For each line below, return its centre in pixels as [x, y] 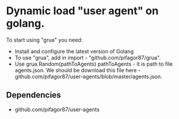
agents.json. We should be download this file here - [78, 70]
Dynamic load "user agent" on [82, 11]
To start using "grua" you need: [44, 40]
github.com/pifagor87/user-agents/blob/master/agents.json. [88, 76]
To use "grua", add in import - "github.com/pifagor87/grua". [88, 57]
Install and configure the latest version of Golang [74, 51]
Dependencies [33, 95]
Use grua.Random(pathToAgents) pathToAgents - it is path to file [94, 64]
